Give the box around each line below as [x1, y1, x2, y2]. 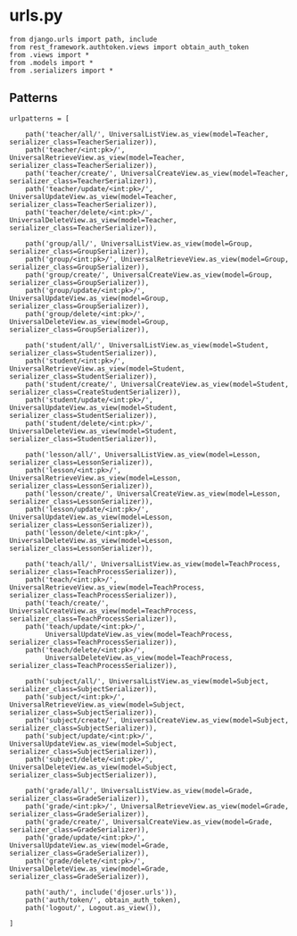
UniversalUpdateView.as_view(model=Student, [9, 403, 177, 412]
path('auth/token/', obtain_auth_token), [25, 895, 181, 905]
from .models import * [9, 58, 94, 67]
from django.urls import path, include [9, 35, 158, 44]
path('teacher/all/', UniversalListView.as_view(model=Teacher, [25, 130, 269, 138]
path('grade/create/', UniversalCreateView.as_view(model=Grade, [25, 817, 274, 826]
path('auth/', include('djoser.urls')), [25, 888, 177, 897]
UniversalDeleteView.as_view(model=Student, [9, 426, 177, 436]
